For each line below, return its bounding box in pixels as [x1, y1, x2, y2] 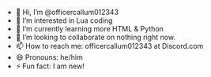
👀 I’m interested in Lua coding [15, 16, 113, 25]
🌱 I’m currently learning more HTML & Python [15, 24, 164, 33]
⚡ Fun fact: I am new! [15, 61, 85, 71]
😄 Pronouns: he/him [15, 53, 83, 62]
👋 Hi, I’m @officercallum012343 [15, 8, 119, 16]
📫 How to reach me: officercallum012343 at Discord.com [15, 42, 204, 50]
